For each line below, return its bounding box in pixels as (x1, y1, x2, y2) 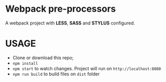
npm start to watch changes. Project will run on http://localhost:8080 (12, 65, 161, 71)
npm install (12, 61, 38, 66)
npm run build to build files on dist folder (12, 71, 100, 77)
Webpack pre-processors (5, 3, 116, 15)
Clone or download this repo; (12, 54, 74, 61)
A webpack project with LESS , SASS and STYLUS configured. (5, 20, 136, 26)
